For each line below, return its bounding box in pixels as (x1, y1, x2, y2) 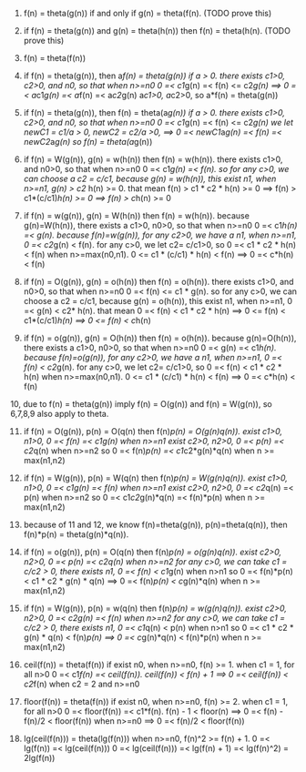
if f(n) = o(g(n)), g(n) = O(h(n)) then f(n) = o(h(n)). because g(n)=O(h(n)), (23, 332, 297, 343)
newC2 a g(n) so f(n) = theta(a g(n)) (23, 137, 153, 147)
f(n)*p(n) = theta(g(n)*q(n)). (23, 529, 129, 540)
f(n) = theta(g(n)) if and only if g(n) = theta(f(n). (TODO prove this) (23, 8, 272, 18)
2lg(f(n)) (23, 753, 56, 763)
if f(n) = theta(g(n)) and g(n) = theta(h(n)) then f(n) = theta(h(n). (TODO (23, 25, 291, 36)
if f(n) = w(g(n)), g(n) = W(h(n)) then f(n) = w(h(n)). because (23, 210, 250, 221)
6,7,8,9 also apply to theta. (10, 409, 109, 419)
